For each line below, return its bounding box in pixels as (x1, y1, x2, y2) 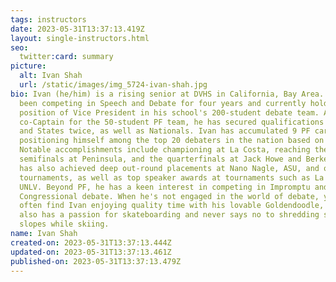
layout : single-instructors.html (10, 33, 150, 43)
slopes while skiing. (19, 219, 110, 230)
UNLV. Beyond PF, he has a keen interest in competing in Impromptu (19, 182, 311, 192)
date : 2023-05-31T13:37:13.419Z (10, 24, 145, 34)
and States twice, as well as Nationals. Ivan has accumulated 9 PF (19, 126, 311, 136)
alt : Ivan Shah (19, 71, 83, 81)
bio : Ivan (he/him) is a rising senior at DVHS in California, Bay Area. (10, 89, 325, 99)
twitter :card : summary (19, 52, 114, 62)
